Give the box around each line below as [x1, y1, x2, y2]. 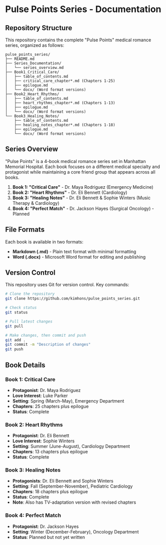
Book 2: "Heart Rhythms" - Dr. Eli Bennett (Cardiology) [12, 189, 128, 195]
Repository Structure [5, 24, 73, 32]
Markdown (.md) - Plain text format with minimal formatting [12, 248, 136, 255]
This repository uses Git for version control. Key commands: [5, 282, 129, 288]
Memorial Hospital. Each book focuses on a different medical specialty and [5, 164, 160, 170]
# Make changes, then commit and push [5, 333, 86, 338]
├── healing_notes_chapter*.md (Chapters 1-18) [14, 122, 115, 127]
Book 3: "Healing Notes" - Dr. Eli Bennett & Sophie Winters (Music [12, 195, 151, 201]
